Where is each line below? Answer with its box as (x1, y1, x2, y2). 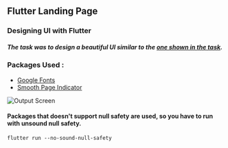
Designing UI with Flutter (7, 26, 91, 36)
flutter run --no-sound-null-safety (7, 134, 112, 141)
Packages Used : (7, 60, 65, 70)
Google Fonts (16, 75, 56, 84)
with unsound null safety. (7, 119, 82, 127)
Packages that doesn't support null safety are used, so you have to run (7, 112, 214, 121)
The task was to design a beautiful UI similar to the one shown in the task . (7, 42, 223, 51)
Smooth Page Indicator (16, 83, 82, 91)
